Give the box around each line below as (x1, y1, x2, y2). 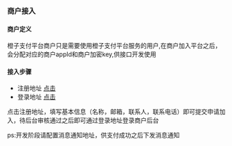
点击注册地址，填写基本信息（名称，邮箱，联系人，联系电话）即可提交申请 (7, 108, 220, 116)
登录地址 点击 (17, 92, 56, 102)
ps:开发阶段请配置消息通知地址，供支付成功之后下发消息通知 (7, 131, 180, 140)
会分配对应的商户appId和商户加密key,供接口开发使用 (7, 50, 157, 58)
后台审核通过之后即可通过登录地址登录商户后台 (25, 116, 159, 124)
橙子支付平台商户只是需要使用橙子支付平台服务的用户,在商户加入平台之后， (7, 42, 222, 50)
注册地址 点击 (17, 84, 56, 92)
